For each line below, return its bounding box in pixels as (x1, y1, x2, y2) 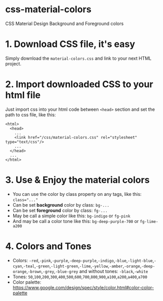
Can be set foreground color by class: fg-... (12, 207, 108, 213)
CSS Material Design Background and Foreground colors (5, 20, 124, 27)
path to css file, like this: (5, 111, 56, 118)
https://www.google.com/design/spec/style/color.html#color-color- (12, 284, 154, 290)
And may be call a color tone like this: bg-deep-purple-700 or (12, 218, 139, 224)
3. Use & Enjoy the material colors (5, 174, 150, 186)
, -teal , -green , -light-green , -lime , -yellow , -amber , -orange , (22, 263, 142, 269)
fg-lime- (140, 219, 158, 224)
